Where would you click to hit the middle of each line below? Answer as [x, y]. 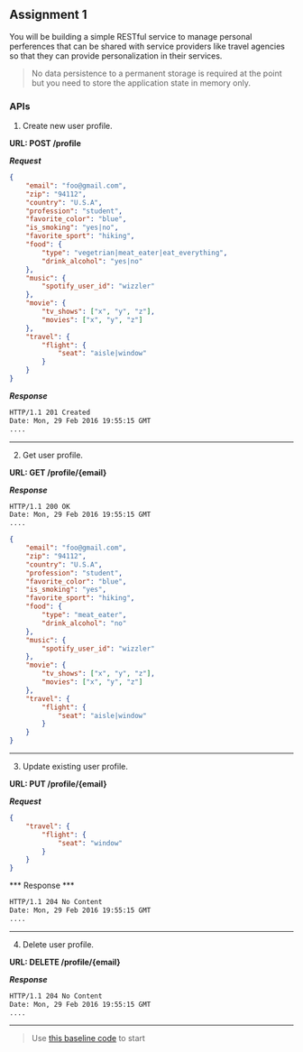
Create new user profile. [67, 126]
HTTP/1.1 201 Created [50, 412]
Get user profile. [53, 455]
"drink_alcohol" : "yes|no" [92, 261]
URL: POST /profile [45, 143]
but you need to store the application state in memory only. [141, 83]
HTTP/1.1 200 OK [40, 506]
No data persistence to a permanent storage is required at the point [156, 73]
